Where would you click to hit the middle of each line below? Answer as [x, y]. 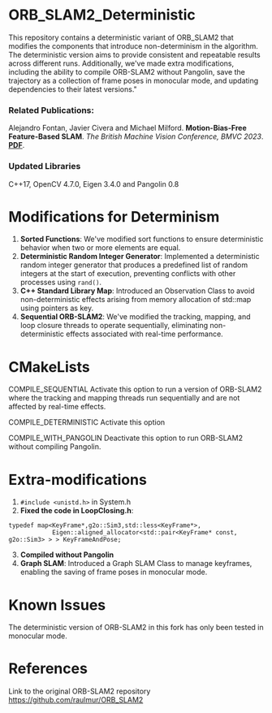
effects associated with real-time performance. [145, 334]
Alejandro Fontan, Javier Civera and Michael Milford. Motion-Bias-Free [127, 128]
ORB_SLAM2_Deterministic [102, 15]
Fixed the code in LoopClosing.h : [77, 511]
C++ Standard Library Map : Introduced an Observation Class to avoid [137, 291]
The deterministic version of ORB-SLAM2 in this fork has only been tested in [136, 628]
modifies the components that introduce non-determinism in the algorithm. [133, 45]
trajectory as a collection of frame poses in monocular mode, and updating [134, 80]
